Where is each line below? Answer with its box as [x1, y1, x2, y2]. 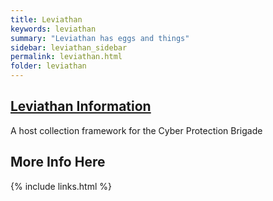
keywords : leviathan [10, 24, 97, 34]
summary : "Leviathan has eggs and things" [10, 33, 190, 43]
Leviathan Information [10, 98, 152, 115]
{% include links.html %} [10, 180, 112, 192]
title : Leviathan [10, 14, 83, 25]
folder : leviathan [10, 61, 87, 71]
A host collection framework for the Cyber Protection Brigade [10, 124, 263, 136]
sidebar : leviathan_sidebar [10, 42, 128, 53]
